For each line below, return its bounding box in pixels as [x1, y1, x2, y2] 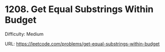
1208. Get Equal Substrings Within [5, 4, 154, 15]
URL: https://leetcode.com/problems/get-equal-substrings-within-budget [5, 40, 160, 46]
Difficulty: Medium [5, 31, 44, 37]
